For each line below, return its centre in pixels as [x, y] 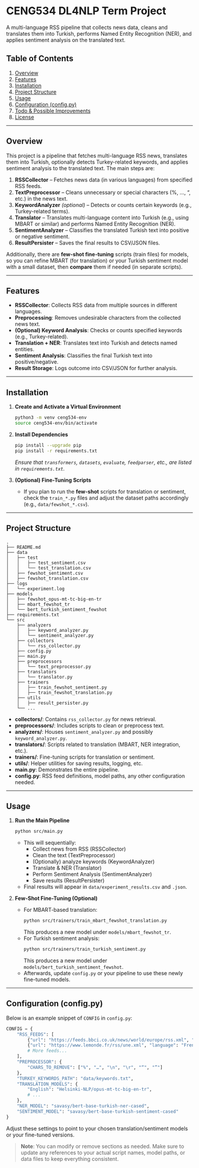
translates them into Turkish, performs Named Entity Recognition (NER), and [99, 33]
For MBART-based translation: [60, 910]
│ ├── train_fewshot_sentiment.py [62, 687]
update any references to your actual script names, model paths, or [103, 1153]
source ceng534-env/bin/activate [56, 423]
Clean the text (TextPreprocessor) [74, 855]
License [24, 117]
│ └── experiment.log [36, 588]
